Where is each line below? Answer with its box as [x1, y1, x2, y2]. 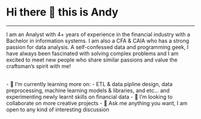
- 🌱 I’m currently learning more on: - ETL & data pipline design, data [6, 80, 173, 87]
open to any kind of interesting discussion [6, 106, 109, 113]
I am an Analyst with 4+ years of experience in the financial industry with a [6, 30, 190, 38]
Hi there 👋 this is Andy [6, 5, 118, 19]
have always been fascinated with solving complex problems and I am [6, 50, 179, 57]
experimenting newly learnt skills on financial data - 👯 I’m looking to [6, 93, 173, 100]
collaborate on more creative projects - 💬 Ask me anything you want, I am [6, 99, 188, 106]
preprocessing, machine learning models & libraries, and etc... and [6, 87, 170, 94]
